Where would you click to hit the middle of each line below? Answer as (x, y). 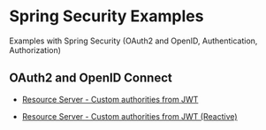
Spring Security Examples (106, 16)
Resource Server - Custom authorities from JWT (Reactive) (129, 116)
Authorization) (35, 50)
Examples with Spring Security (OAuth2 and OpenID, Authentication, (133, 41)
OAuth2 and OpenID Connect (91, 78)
